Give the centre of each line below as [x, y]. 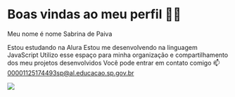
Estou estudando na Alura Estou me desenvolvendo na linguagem [103, 47]
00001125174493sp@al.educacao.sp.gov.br [71, 72]
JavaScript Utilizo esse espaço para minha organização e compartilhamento [118, 55]
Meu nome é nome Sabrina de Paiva [60, 34]
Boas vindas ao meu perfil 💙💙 [94, 14]
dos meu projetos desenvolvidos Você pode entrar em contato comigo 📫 [114, 63]
